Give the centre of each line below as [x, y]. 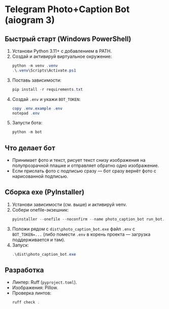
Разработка [24, 270]
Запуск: [20, 245]
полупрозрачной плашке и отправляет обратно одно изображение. [86, 165]
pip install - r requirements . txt [47, 89]
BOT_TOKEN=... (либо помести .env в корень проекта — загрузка [81, 234]
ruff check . [26, 302]
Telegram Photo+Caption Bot [67, 9]
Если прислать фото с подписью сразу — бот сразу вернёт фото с [84, 171]
